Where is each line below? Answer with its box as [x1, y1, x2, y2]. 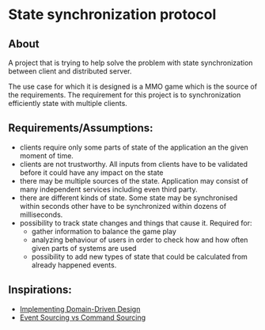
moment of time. [19, 150, 74, 160]
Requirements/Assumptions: [8, 121, 153, 135]
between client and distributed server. [8, 66, 132, 76]
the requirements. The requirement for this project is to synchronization [8, 90, 241, 100]
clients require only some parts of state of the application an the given [19, 142, 249, 152]
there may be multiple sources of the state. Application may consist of [19, 176, 248, 185]
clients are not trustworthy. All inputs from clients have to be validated [19, 159, 248, 169]
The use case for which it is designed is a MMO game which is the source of [8, 82, 258, 91]
